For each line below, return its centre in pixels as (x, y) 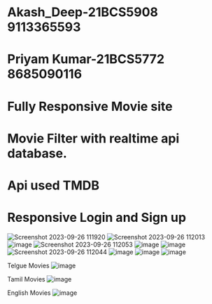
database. (37, 153)
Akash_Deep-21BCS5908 (83, 12)
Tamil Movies (26, 279)
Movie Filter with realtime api (93, 138)
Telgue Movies (29, 265)
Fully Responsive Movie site (90, 106)
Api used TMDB (54, 185)
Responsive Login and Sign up (97, 218)
